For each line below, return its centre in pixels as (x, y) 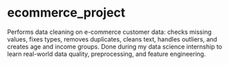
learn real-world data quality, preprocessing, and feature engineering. (107, 54)
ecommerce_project (66, 13)
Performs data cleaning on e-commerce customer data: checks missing (110, 32)
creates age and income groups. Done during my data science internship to (115, 46)
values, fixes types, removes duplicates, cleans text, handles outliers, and (112, 39)
